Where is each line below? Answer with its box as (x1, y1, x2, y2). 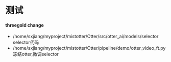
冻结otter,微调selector (12, 51, 59, 57)
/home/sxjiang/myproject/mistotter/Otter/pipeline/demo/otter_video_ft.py (12, 45, 166, 51)
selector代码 (12, 39, 39, 46)
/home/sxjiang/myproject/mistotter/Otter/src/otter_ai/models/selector (12, 34, 159, 40)
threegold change (5, 22, 44, 28)
